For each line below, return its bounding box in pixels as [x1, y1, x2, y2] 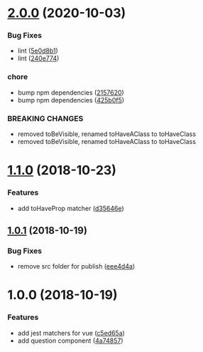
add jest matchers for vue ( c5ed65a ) [17, 328, 126, 337]
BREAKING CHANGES [7, 113, 84, 123]
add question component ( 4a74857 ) [17, 336, 124, 345]
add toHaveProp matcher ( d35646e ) [17, 204, 124, 212]
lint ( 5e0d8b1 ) [17, 46, 58, 55]
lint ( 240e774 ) [17, 54, 60, 63]
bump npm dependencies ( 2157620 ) [17, 88, 124, 97]
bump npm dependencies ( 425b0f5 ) [17, 95, 125, 104]
